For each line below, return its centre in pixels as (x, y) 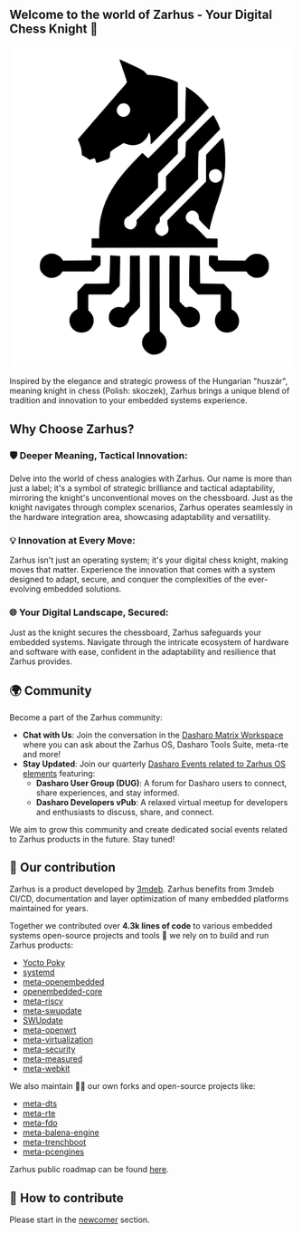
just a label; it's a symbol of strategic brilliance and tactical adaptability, (142, 488)
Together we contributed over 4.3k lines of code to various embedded (141, 926)
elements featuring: (59, 773)
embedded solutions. (82, 589)
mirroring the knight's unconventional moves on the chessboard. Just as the (151, 498)
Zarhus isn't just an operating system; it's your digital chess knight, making (149, 560)
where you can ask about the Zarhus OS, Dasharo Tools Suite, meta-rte (156, 744)
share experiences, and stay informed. (108, 793)
